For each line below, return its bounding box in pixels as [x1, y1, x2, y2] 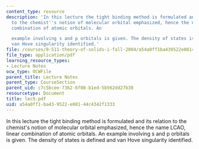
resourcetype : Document [6, 91, 65, 97]
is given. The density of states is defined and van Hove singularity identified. [6, 136, 193, 143]
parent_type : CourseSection [6, 80, 76, 85]
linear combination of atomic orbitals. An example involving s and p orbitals [6, 130, 190, 137]
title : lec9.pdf [6, 96, 46, 102]
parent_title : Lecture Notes [6, 74, 78, 80]
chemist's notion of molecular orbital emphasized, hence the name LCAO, [6, 124, 186, 131]
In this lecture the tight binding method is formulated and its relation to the [6, 117, 187, 124]
